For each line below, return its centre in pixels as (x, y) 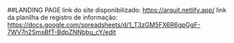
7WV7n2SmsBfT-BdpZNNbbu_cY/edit (62, 32)
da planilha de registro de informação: (63, 17)
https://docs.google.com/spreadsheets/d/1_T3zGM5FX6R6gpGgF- (104, 25)
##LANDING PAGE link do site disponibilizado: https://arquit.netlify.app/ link (117, 10)
